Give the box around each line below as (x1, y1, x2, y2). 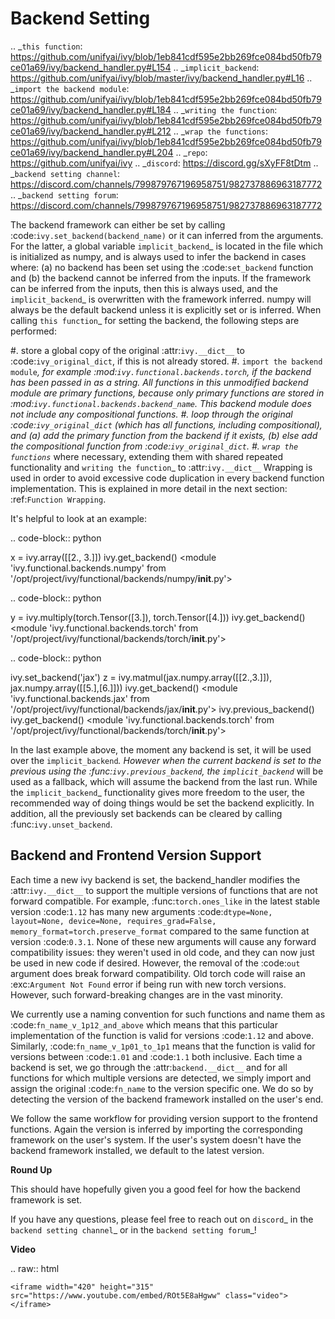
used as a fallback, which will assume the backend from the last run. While (10, 775, 318, 787)
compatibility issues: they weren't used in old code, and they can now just (10, 946, 315, 958)
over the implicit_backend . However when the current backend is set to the (10, 754, 322, 766)
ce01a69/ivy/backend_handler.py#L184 (10, 103, 172, 116)
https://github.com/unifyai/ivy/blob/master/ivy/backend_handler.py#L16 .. (10, 72, 313, 84)
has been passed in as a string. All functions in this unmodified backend (10, 376, 309, 388)
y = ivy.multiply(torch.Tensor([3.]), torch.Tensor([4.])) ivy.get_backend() (10, 611, 306, 623)
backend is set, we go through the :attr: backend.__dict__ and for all (10, 1061, 288, 1073)
